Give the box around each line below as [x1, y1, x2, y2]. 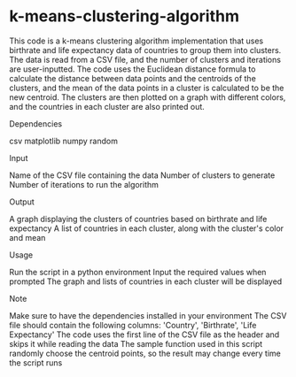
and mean [9, 232, 46, 242]
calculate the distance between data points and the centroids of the [9, 73, 257, 83]
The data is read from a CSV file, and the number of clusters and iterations [9, 54, 282, 65]
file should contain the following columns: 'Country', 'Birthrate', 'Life [9, 319, 257, 330]
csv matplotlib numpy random [9, 135, 118, 146]
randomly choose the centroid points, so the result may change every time [9, 348, 282, 358]
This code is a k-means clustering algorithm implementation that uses [9, 35, 264, 46]
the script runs [9, 357, 63, 368]
